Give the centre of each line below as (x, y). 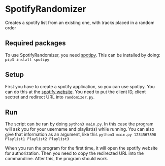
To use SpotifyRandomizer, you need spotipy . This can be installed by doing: (83, 55)
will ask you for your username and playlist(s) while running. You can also (80, 129)
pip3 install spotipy (27, 60)
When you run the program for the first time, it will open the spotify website (82, 148)
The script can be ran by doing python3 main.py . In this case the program (79, 124)
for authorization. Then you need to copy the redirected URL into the (75, 153)
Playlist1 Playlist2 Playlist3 (37, 139)
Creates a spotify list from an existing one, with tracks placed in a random (80, 23)
